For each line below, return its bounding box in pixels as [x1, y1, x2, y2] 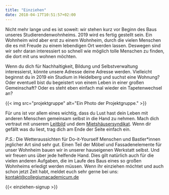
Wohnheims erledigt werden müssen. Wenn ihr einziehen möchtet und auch [5, 163, 164, 169]
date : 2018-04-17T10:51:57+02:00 [5, 12, 76, 17]
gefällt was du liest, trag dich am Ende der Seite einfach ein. [5, 126, 131, 132]
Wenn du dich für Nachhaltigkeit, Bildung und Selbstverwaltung [5, 63, 138, 69]
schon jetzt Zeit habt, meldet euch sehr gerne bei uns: [5, 169, 119, 175]
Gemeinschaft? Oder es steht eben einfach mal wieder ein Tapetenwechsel [5, 85, 162, 91]
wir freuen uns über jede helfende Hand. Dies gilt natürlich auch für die [5, 152, 154, 158]
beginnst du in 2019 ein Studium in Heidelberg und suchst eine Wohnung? [5, 74, 160, 80]
